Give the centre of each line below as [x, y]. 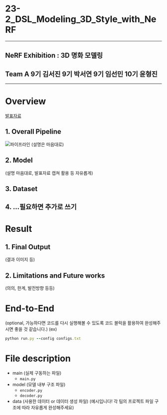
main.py [28, 379]
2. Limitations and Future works [55, 275]
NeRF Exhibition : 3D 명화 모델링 [54, 55]
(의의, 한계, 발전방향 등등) [30, 288]
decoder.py [31, 396]
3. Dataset [21, 189]
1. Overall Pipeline [33, 132]
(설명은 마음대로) [48, 144]
